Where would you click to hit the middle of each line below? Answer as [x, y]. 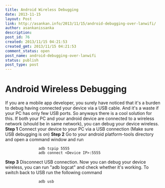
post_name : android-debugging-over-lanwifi [51, 56]
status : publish [22, 60]
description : [19, 33]
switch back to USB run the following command [54, 173]
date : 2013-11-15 [23, 14]
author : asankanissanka [30, 28]
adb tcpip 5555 [54, 149]
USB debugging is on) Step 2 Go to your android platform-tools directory [80, 134]
